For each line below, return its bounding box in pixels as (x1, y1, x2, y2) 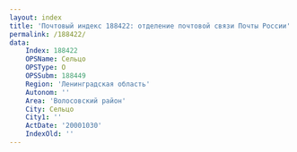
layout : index (9, 13, 63, 22)
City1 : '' (25, 113, 63, 122)
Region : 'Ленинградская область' (25, 80, 151, 89)
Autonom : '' (25, 88, 70, 97)
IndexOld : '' (25, 130, 74, 139)
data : (9, 38, 30, 47)
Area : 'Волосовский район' (25, 96, 127, 106)
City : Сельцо (25, 105, 74, 114)
